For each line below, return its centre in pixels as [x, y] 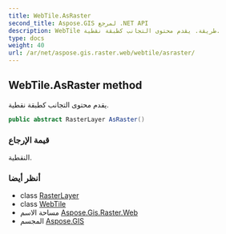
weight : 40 [26, 46]
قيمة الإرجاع [29, 139]
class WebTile [43, 204]
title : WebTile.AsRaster [50, 16]
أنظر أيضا [24, 178]
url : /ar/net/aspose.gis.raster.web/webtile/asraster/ [102, 53]
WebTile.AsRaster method [75, 85]
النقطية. [20, 157]
